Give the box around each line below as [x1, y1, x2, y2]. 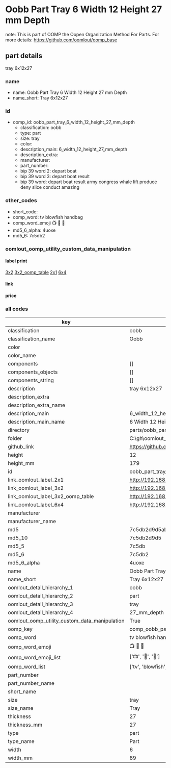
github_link [8, 443, 34, 450]
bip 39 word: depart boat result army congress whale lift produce [20, 179, 157, 185]
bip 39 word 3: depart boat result [20, 174, 90, 180]
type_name [8, 738, 35, 745]
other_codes [5, 197, 37, 204]
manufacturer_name [8, 518, 56, 525]
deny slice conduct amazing [20, 184, 80, 190]
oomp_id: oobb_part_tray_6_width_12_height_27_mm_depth [12, 119, 135, 126]
